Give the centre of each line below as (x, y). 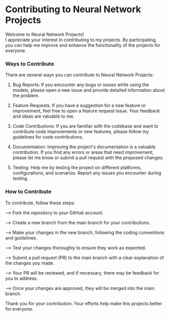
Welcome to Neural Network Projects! (45, 34)
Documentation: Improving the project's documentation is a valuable (84, 147)
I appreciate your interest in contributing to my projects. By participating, (81, 40)
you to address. (22, 278)
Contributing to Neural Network (73, 9)
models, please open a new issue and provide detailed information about (89, 90)
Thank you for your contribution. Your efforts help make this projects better (84, 303)
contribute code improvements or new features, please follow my (81, 131)
